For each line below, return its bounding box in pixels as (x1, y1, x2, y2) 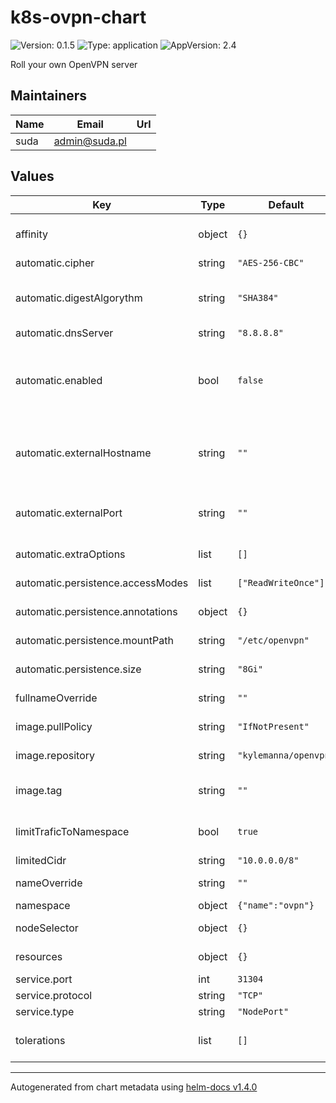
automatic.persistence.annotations (15, 604, 178, 618)
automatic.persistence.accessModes (15, 576, 189, 590)
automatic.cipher (15, 256, 95, 270)
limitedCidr (15, 853, 67, 867)
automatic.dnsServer (15, 326, 114, 340)
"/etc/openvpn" (237, 634, 310, 646)
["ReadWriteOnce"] (237, 577, 325, 588)
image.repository (15, 748, 96, 762)
